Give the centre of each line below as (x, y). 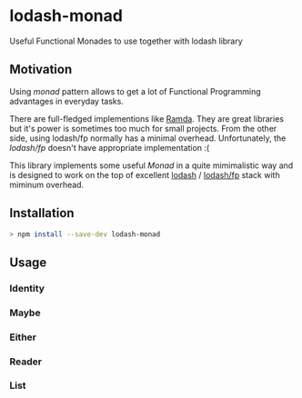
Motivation (41, 70)
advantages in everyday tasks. (67, 101)
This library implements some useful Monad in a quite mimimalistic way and (151, 165)
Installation (42, 213)
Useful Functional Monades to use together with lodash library (126, 41)
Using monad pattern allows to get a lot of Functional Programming (135, 91)
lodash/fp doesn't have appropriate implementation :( (110, 147)
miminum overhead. (47, 184)
